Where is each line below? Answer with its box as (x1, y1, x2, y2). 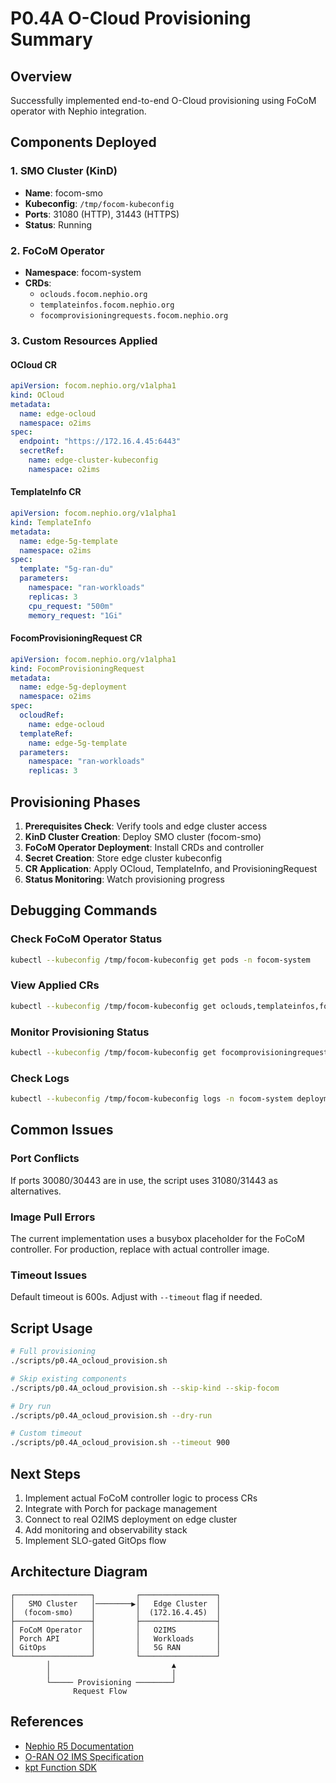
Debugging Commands (10, 902, 158, 919)
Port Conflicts (10, 1152, 80, 1166)
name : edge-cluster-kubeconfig (28, 455, 159, 466)
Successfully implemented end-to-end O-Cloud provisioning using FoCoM (10, 95, 317, 106)
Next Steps (10, 1465, 81, 1482)
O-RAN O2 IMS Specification (24, 1750, 144, 1762)
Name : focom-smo (24, 187, 103, 199)
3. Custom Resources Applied (10, 333, 158, 347)
